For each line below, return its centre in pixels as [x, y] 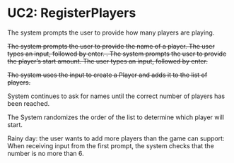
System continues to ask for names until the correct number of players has [116, 96]
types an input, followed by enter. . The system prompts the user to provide [117, 54]
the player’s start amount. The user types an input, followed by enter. [108, 61]
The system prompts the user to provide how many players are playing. [111, 32]
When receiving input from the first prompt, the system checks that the [111, 145]
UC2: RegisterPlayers [72, 13]
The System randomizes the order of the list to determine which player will [116, 117]
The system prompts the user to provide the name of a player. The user [111, 46]
